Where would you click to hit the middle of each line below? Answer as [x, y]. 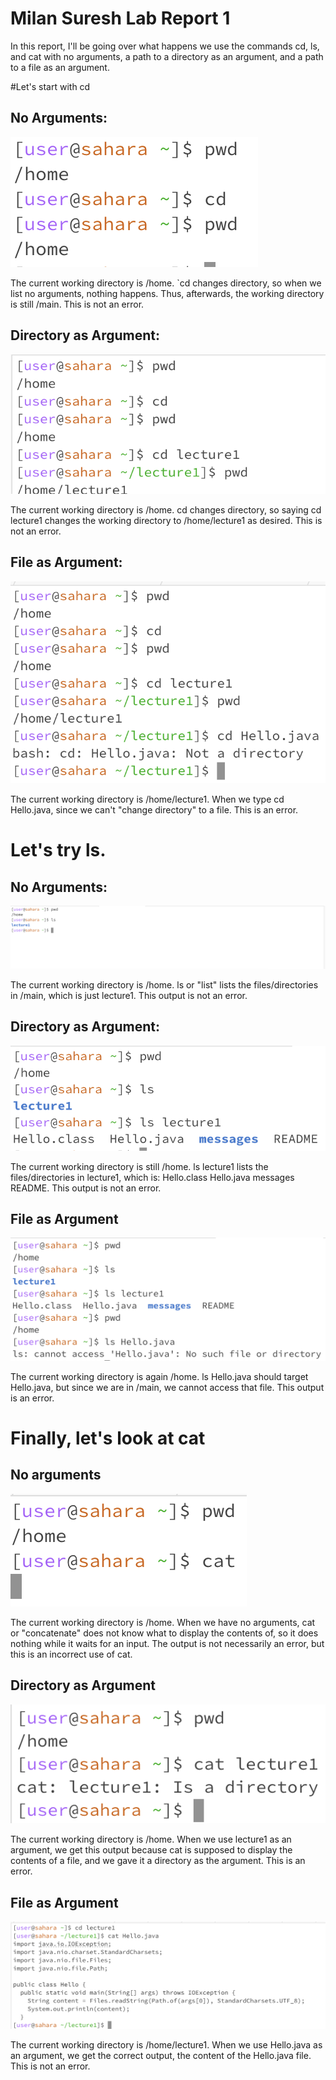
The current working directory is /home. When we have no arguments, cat [163, 1622]
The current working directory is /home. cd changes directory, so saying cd [166, 510]
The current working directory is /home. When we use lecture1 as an [151, 1839]
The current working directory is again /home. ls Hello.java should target [159, 1376]
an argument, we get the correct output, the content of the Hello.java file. [161, 2055]
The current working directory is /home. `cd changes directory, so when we [166, 283]
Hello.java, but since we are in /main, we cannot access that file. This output [167, 1387]
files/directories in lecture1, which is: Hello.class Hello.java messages [152, 1177]
